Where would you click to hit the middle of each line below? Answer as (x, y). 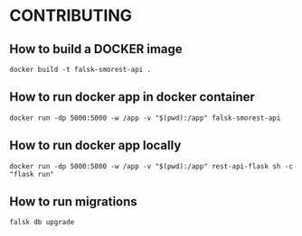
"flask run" (32, 174)
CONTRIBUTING (71, 16)
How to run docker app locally (95, 145)
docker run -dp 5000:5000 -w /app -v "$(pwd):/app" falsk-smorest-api (145, 118)
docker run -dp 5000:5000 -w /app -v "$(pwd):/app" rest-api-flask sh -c (151, 166)
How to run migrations (73, 202)
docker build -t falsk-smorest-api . (80, 69)
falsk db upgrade (42, 222)
